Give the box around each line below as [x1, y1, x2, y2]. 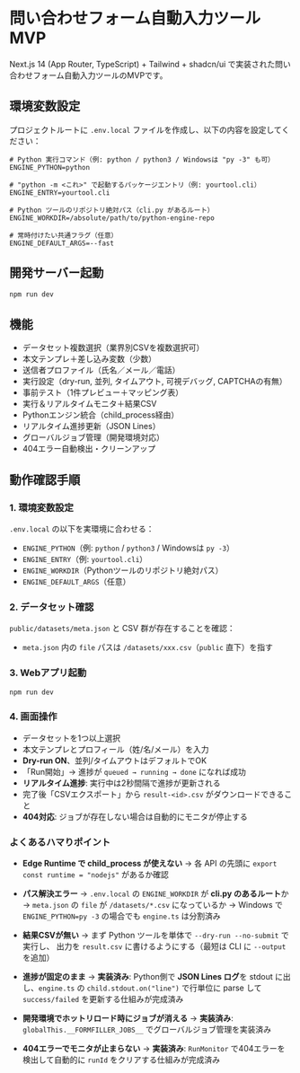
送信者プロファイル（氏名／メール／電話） [22, 365, 181, 375]
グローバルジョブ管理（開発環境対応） [22, 432, 164, 443]
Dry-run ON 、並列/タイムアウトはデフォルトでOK [22, 755, 207, 766]
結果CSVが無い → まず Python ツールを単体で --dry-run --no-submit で [22, 930, 289, 940]
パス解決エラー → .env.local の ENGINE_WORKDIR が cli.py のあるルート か [22, 888, 289, 899]
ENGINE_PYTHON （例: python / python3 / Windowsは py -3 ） [22, 542, 235, 553]
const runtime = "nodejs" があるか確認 [22, 869, 169, 880]
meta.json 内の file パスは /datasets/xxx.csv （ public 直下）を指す [22, 642, 274, 653]
